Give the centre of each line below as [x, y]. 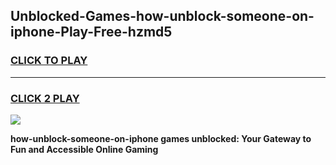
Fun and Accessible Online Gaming [84, 149]
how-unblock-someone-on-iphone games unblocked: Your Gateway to [161, 138]
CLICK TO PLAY [49, 61]
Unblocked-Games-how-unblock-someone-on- [162, 16]
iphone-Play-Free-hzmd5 [91, 32]
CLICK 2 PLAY [45, 98]
